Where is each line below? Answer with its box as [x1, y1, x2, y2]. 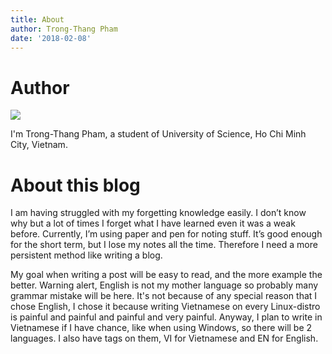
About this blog [10, 174, 141, 196]
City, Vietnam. [10, 139, 68, 151]
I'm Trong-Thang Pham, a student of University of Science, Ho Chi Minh [10, 128, 307, 140]
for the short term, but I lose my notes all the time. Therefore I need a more [10, 239, 318, 251]
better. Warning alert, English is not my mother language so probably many [10, 279, 319, 291]
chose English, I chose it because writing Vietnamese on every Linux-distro [10, 301, 321, 313]
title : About [10, 14, 65, 25]
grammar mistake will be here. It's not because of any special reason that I [10, 290, 318, 302]
